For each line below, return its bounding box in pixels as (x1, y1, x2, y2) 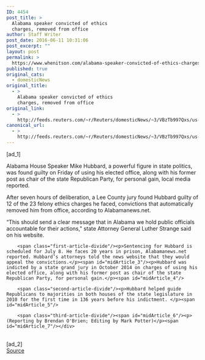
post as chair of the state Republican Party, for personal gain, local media (6, 175, 191, 182)
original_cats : (6, 71, 45, 77)
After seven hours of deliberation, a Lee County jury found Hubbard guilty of (6, 193, 198, 201)
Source (6, 347, 24, 354)
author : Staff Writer (6, 32, 62, 38)
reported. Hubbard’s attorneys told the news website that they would (6, 254, 190, 260)
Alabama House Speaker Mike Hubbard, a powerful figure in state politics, (6, 162, 193, 170)
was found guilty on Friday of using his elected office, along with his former (6, 168, 196, 176)
